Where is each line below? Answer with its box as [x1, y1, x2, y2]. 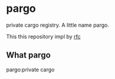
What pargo [6, 50, 51, 61]
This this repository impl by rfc [6, 33, 81, 40]
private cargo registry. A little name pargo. [6, 21, 110, 29]
